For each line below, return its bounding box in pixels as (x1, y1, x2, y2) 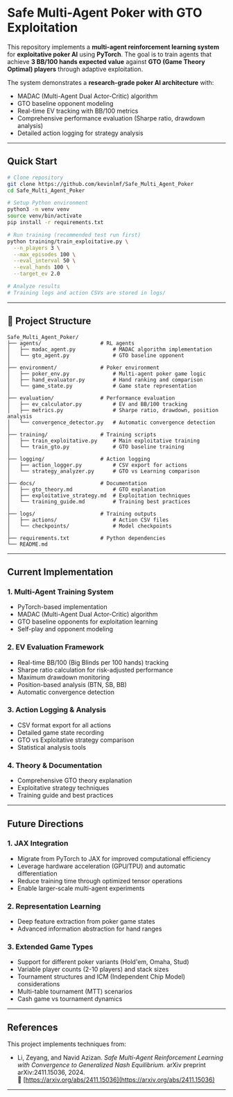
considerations (17, 980, 60, 988)
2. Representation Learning (7, 901, 101, 911)
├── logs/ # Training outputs (7, 510, 157, 517)
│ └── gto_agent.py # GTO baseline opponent (7, 352, 185, 359)
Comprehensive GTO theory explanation (17, 776, 132, 784)
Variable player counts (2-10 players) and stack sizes (17, 965, 169, 974)
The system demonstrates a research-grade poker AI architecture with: (7, 78, 214, 86)
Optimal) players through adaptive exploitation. (7, 65, 144, 73)
